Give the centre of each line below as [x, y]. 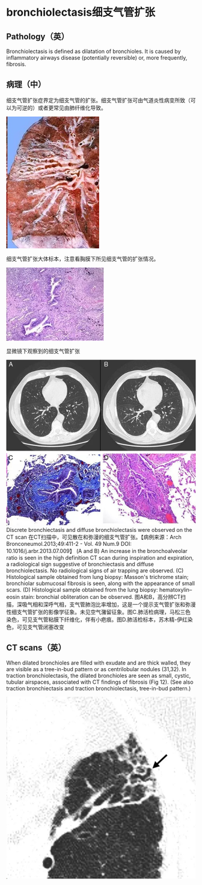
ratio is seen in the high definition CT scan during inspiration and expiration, [100, 558]
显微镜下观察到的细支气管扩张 [43, 351]
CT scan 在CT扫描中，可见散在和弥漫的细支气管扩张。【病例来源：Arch [94, 537]
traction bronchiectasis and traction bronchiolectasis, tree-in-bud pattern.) [99, 688]
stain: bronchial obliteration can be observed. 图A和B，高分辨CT [101, 597]
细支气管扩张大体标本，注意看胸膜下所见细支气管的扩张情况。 [83, 258]
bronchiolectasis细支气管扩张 [81, 12]
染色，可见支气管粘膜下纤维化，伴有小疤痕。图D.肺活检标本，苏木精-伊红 [97, 620]
